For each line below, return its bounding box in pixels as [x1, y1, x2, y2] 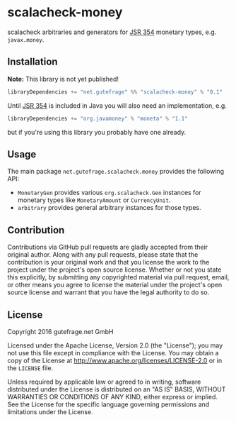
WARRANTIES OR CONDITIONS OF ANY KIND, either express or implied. [7, 392, 218, 401]
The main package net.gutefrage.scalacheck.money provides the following [7, 167, 225, 176]
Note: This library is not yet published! [7, 74, 119, 83]
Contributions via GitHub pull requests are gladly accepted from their [7, 243, 208, 252]
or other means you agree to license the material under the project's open [7, 281, 223, 289]
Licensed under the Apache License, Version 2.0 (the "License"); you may [7, 341, 223, 350]
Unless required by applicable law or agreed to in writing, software [7, 377, 201, 386]
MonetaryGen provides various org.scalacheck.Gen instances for [17, 189, 201, 197]
